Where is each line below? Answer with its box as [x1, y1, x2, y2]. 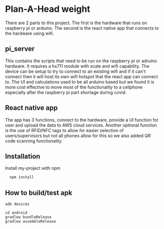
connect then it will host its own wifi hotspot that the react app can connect [5, 73, 158, 80]
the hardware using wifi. [5, 30, 54, 36]
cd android [5, 210, 28, 216]
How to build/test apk [5, 188, 72, 197]
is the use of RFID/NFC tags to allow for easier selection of [5, 127, 124, 133]
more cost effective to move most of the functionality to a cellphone [5, 84, 143, 90]
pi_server [5, 45, 35, 53]
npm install [9, 175, 34, 180]
